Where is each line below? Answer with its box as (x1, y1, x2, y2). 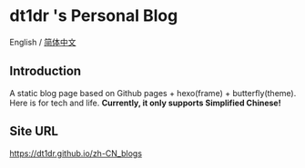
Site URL (9, 124, 59, 139)
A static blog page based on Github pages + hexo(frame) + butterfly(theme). (9, 87, 297, 98)
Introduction (9, 64, 82, 79)
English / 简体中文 (9, 36, 76, 47)
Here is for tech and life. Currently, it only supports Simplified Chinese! (9, 97, 281, 108)
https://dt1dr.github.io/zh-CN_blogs (9, 147, 143, 159)
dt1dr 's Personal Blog (9, 5, 178, 26)
